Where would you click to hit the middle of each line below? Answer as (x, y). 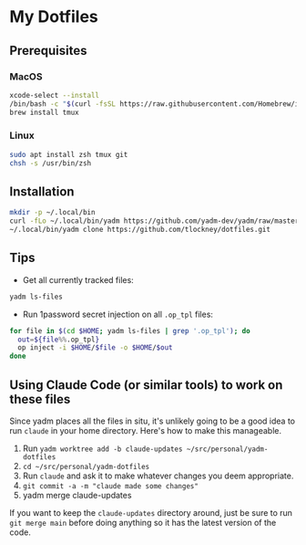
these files (40, 399)
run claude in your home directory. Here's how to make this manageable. (146, 430)
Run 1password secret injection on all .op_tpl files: (118, 314)
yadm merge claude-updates (77, 495)
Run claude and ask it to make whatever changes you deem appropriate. (158, 476)
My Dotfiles (54, 17)
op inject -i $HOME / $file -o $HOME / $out (95, 348)
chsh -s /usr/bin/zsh (51, 163)
